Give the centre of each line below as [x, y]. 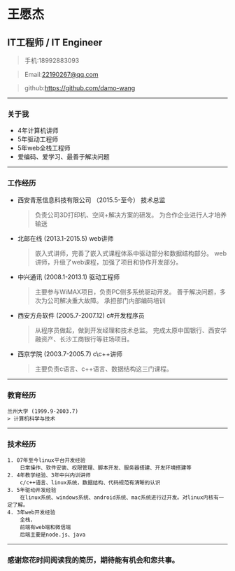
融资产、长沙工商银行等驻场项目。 [84, 339]
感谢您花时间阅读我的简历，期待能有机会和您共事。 [93, 561]
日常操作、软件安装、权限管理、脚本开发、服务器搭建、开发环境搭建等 [106, 468]
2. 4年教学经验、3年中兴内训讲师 [49, 475]
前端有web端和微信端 [45, 528]
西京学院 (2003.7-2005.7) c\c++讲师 [70, 353]
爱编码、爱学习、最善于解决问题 [63, 157]
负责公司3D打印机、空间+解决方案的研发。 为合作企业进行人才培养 [131, 215]
